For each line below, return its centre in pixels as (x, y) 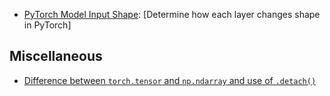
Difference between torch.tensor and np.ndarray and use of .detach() (170, 80)
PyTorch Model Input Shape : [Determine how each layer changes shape (172, 14)
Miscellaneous (56, 56)
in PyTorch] (47, 25)
